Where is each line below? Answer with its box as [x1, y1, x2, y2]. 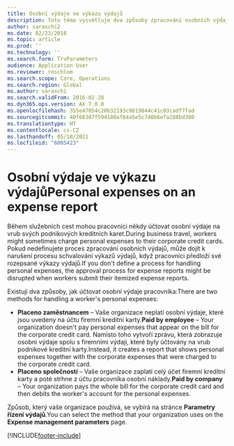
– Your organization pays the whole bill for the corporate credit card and [17, 382, 224, 390]
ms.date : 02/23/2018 [7, 29, 68, 37]
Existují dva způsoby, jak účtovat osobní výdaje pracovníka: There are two [7, 287, 218, 296]
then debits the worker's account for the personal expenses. [17, 390, 192, 398]
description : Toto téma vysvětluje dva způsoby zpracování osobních [7, 17, 210, 24]
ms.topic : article [7, 36, 61, 43]
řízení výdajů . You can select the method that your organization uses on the [7, 411, 224, 419]
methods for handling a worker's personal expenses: [7, 295, 159, 303]
